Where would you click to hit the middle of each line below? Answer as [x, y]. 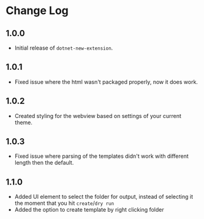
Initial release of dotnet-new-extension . [64, 48]
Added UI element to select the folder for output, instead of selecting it [104, 197]
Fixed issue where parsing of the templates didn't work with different [102, 156]
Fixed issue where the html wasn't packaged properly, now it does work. [106, 82]
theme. [24, 122]
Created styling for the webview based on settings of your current [98, 116]
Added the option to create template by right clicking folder [89, 210]
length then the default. [44, 163]
